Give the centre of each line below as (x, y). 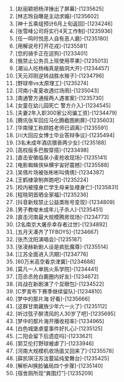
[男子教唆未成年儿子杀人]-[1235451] (59, 209)
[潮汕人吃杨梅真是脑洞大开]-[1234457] (62, 68)
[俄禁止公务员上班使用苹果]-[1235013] (62, 61)
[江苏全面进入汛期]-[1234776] (52, 254)
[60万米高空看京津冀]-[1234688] (55, 262)
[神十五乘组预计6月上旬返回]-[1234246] (64, 24)
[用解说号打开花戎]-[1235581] (51, 46)
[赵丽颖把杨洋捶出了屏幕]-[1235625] (60, 9)
